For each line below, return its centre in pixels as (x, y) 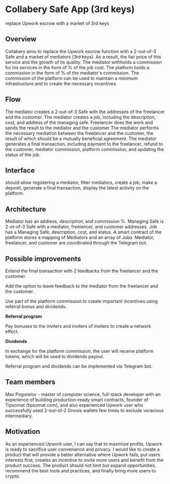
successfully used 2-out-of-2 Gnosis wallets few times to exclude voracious (84, 410)
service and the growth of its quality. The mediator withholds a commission (83, 62)
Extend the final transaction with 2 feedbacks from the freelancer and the (82, 271)
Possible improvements (43, 259)
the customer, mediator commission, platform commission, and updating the (85, 149)
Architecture (26, 209)
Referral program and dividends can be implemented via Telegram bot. (79, 366)
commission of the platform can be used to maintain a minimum (72, 78)
